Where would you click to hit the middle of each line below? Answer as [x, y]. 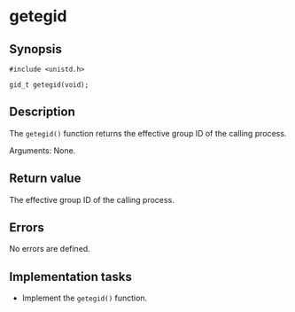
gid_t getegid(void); [49, 85]
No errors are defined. [50, 249]
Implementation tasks [71, 277]
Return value [45, 179]
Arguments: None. [43, 150]
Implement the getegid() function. [85, 298]
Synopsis [35, 49]
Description [42, 112]
